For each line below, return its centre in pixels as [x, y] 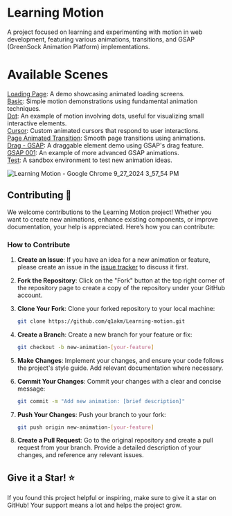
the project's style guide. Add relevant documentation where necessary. [120, 368]
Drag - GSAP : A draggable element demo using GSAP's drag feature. [106, 145]
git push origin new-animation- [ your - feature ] [86, 427]
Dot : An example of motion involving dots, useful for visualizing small [106, 116]
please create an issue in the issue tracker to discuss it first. [103, 267]
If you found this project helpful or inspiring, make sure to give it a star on [112, 498]
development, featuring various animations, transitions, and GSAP [101, 39]
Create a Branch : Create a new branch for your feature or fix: [105, 335]
